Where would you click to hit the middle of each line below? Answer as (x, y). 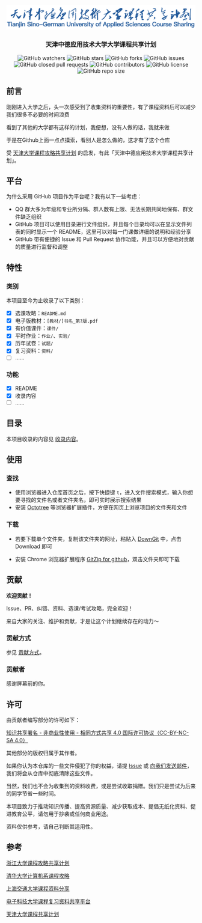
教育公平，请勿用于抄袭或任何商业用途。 (61, 814)
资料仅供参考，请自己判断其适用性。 (51, 826)
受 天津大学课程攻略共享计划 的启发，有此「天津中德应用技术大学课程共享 (97, 153)
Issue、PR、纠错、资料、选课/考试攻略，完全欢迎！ (70, 608)
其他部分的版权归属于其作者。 (43, 753)
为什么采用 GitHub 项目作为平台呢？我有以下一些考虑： (74, 196)
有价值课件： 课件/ (37, 328)
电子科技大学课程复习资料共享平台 (48, 901)
